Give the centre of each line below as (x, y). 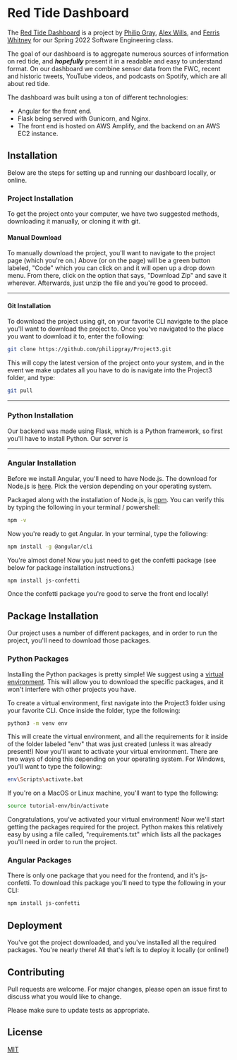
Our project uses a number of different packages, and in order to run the (113, 633)
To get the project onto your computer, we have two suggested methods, (114, 214)
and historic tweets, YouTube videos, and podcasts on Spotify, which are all (117, 76)
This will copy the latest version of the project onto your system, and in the (116, 363)
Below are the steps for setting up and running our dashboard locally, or (112, 172)
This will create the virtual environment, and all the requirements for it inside (118, 737)
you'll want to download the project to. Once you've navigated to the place (116, 329)
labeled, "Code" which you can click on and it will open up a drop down (111, 268)
